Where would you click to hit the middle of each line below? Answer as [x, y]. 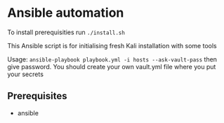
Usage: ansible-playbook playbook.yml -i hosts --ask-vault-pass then [112, 59]
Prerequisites [37, 96]
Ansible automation [66, 13]
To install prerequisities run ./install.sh [66, 32]
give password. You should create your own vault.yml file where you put [112, 66]
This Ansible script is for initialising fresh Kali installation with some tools [112, 45]
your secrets [26, 74]
